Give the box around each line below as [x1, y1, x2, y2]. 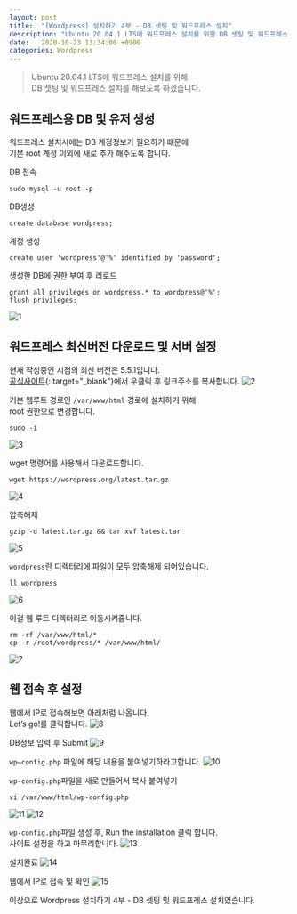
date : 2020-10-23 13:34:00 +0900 [9, 37, 141, 47]
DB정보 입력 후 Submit [9, 737, 89, 748]
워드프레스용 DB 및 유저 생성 [9, 111, 156, 126]
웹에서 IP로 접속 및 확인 [9, 876, 91, 886]
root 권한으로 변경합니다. [9, 406, 96, 417]
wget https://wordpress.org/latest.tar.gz [9, 475, 169, 484]
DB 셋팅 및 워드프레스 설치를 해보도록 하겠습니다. [30, 83, 202, 93]
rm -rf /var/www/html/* [9, 630, 98, 639]
